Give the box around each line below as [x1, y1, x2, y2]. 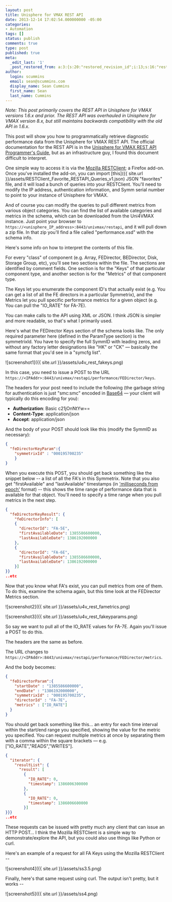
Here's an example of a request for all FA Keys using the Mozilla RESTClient [5, 850, 165, 856]
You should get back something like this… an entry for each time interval [5, 721, 158, 727]
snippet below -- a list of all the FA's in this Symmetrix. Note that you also [5, 475, 160, 481]
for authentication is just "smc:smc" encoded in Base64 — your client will [5, 390, 160, 397]
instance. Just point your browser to [5, 218, 82, 225]
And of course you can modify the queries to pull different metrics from [5, 202, 156, 208]
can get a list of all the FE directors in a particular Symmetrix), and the [5, 292, 153, 298]
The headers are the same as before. [5, 639, 83, 645]
